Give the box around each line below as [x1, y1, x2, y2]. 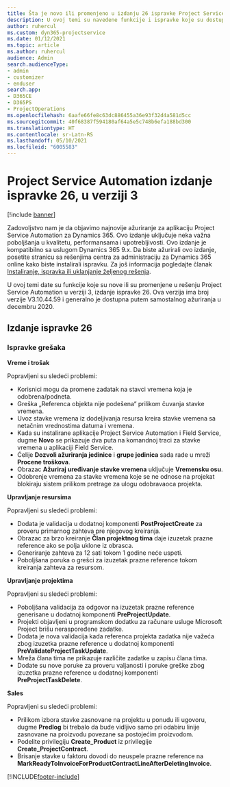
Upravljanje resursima [7, 492, 72, 501]
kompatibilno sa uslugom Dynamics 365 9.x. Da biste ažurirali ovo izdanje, [7, 245, 217, 253]
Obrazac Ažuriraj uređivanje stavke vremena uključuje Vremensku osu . [16, 465, 223, 473]
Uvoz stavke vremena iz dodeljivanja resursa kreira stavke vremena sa [16, 414, 216, 422]
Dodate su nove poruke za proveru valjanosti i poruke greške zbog [16, 661, 205, 669]
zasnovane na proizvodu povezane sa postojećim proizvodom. [16, 730, 194, 738]
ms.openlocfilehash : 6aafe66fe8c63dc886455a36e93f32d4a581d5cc [7, 112, 192, 118]
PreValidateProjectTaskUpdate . [16, 647, 108, 655]
